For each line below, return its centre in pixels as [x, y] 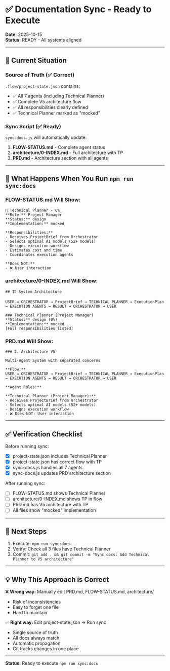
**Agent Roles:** [24, 387]
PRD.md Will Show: [29, 341]
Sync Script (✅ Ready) [33, 126]
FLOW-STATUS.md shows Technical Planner [59, 493]
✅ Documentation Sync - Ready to [78, 9]
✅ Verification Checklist [44, 434]
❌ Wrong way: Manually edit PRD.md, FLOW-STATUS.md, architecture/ [80, 592]
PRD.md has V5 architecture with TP [50, 505]
